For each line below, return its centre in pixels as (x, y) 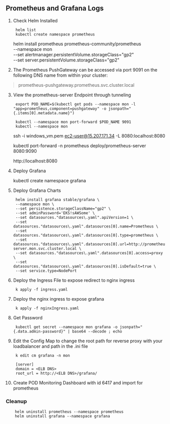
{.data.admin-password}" (39, 331)
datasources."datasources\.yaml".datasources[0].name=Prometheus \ (86, 226)
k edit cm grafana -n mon (43, 355)
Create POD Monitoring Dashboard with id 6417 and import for (78, 382)
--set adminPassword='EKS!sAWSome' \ (55, 213)
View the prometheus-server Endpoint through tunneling (72, 95)
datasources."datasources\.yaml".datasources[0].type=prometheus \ (86, 235)
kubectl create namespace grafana (50, 180)
